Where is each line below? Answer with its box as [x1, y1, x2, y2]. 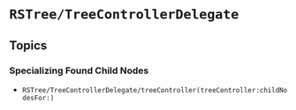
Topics [9, 38, 48, 53]
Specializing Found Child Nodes [9, 64, 149, 77]
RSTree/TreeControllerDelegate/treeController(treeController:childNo [21, 85, 288, 94]
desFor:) [21, 93, 55, 102]
